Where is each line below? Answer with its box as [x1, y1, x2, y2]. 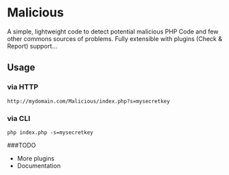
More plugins [16, 154, 55, 162]
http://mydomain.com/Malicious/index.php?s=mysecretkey [7, 98, 170, 105]
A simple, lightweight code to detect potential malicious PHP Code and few [7, 27, 219, 36]
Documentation [16, 161, 61, 170]
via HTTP [7, 82, 39, 92]
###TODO [7, 141, 36, 149]
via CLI [7, 113, 31, 123]
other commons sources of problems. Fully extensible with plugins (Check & [7, 34, 223, 42]
